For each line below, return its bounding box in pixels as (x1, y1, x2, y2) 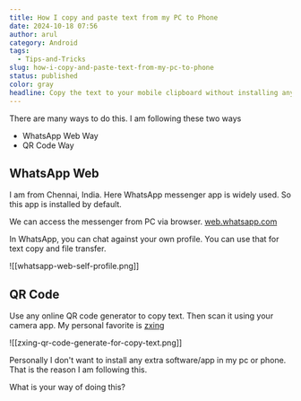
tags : (9, 47, 30, 56)
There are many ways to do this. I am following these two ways (9, 113, 242, 124)
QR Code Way (21, 140, 74, 151)
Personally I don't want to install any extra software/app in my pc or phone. (9, 355, 287, 366)
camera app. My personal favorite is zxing (9, 320, 165, 331)
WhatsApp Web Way (21, 130, 99, 141)
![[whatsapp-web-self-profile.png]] (9, 261, 140, 272)
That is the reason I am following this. (9, 364, 148, 375)
